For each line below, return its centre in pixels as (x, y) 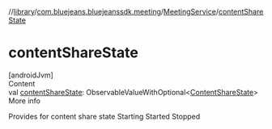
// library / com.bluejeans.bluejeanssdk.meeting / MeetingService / (114, 12)
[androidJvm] (31, 75)
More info (25, 101)
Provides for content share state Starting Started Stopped (104, 116)
